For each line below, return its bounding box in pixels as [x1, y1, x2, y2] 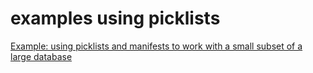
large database [10, 50, 73, 62]
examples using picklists [10, 7, 221, 30]
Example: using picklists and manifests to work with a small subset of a [10, 40, 303, 52]
